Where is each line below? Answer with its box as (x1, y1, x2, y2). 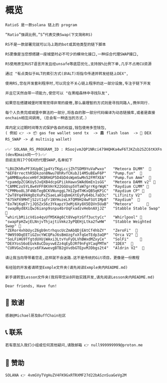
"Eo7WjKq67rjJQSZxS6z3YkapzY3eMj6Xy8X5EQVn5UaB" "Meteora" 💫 (5, 202, 149, 207)
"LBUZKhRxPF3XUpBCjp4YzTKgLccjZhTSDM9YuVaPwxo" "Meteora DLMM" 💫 (5, 166, 151, 171)
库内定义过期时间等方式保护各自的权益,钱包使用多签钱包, (5, 125, 107, 130)
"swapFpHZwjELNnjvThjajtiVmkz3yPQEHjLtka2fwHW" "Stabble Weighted (5, 219, 151, 224)
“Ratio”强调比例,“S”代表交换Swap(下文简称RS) (5, 32, 93, 37)
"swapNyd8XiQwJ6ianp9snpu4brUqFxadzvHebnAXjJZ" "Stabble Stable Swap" (5, 206, 160, 211)
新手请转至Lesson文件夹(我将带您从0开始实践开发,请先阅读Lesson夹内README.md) (5, 274, 155, 279)
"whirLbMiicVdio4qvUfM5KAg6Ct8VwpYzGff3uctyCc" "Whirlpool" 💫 (5, 215, 142, 220)
